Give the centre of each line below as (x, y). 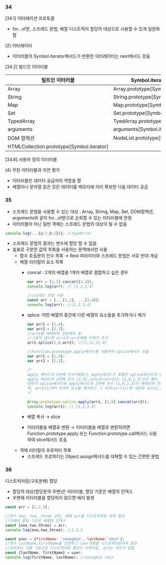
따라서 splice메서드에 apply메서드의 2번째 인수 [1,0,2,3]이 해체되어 (91, 384)
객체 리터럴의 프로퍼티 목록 (45, 450)
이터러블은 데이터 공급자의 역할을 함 (47, 181)
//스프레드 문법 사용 (45, 296)
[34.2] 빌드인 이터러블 (27, 67)
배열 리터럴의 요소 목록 (41, 262)
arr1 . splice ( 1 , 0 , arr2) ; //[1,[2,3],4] (67, 343)
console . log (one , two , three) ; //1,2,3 (44, 530)
